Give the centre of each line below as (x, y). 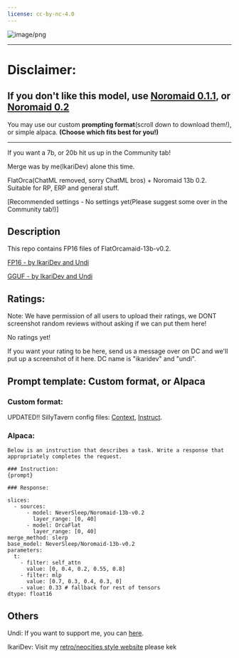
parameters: (25, 550)
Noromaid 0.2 (38, 107)
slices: (19, 500)
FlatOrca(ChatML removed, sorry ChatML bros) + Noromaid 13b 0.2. (107, 180)
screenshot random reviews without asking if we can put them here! (107, 324)
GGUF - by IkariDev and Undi (50, 276)
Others (23, 616)
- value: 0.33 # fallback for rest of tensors (90, 588)
